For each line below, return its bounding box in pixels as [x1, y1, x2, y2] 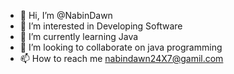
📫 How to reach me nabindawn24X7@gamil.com [19, 53, 224, 64]
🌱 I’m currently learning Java [19, 31, 139, 42]
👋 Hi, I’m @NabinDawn [19, 10, 113, 21]
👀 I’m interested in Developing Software [19, 20, 183, 32]
